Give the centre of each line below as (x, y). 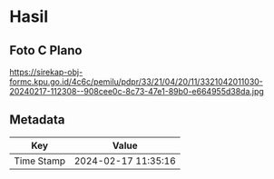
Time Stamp (40, 161)
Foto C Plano (46, 50)
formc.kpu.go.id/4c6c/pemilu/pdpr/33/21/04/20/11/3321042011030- (136, 82)
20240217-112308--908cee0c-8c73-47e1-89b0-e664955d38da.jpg (137, 91)
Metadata (37, 120)
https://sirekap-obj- (46, 72)
